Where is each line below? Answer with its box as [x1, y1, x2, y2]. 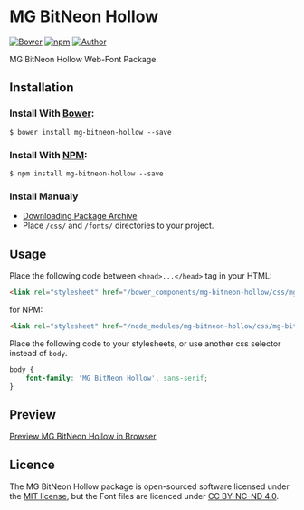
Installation [9, 80, 74, 96]
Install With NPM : [9, 148, 88, 161]
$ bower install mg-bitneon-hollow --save [9, 127, 172, 137]
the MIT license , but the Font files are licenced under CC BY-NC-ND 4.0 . [9, 491, 280, 502]
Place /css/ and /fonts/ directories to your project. [22, 220, 214, 231]
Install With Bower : [9, 107, 95, 119]
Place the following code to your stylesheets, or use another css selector [9, 337, 281, 349]
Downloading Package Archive [22, 211, 138, 222]
